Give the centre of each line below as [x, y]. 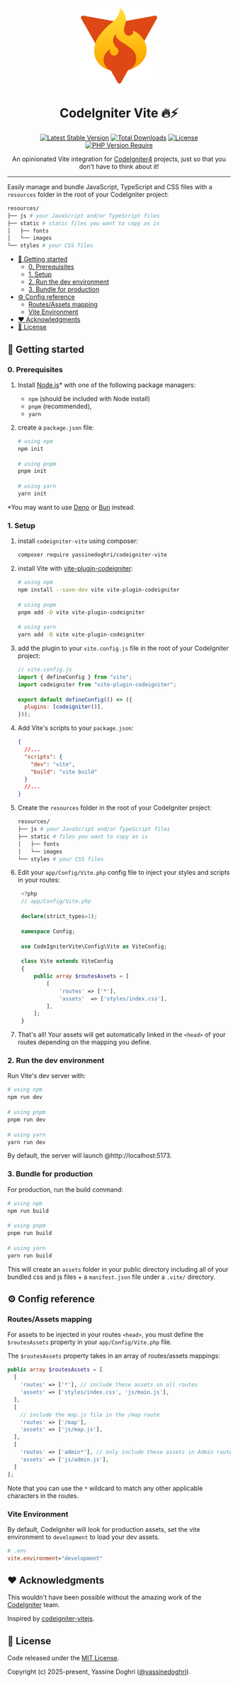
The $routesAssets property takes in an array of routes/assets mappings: [114, 1356]
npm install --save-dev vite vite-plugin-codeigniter [98, 590]
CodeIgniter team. [34, 1605]
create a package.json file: [56, 427]
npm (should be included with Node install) [89, 398]
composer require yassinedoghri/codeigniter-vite [92, 555]
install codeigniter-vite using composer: [78, 541]
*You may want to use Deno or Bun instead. [72, 507]
